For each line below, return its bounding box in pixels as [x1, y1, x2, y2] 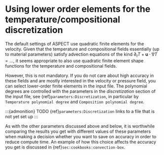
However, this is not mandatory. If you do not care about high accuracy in [5, 73, 154, 78]
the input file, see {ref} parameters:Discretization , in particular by [5, 93, 139, 99]
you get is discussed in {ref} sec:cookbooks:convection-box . [5, 144, 126, 150]
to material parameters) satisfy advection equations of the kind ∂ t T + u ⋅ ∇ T [5, 51, 158, 58]
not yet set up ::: [5, 114, 38, 119]
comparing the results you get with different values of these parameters [5, 128, 151, 134]
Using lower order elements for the [5, 3, 151, 15]
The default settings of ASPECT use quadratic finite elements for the [5, 40, 144, 46]
